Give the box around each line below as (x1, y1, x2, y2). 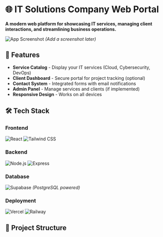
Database (5, 173, 29, 180)
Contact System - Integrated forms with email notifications (12, 80, 136, 86)
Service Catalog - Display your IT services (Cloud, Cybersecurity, (12, 64, 150, 70)
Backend (5, 149, 28, 156)
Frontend (5, 125, 28, 132)
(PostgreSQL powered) (32, 185, 80, 191)
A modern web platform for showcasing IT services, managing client (5, 20, 153, 26)
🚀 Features (5, 51, 40, 60)
